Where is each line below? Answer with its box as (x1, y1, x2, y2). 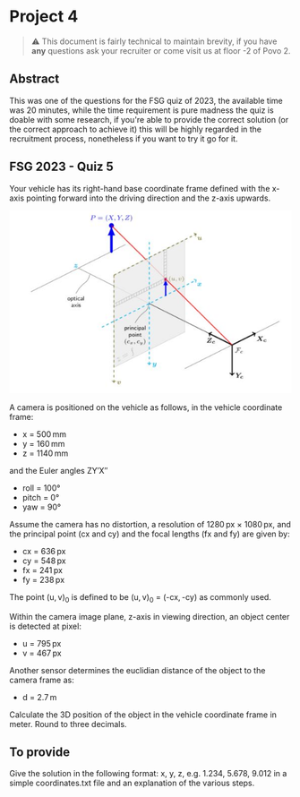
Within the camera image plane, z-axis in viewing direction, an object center (9, 611, 290, 621)
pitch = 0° (21, 492, 60, 502)
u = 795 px (21, 638, 62, 648)
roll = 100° (21, 482, 61, 493)
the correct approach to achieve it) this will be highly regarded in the (9, 124, 262, 134)
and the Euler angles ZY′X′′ (9, 465, 108, 476)
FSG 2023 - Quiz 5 (9, 159, 114, 175)
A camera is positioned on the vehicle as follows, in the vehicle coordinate (9, 401, 283, 413)
